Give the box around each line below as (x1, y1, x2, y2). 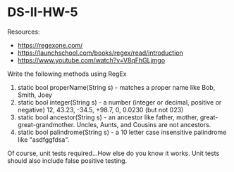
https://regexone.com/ (17, 41, 83, 49)
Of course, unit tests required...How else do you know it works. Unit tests (7, 149, 220, 157)
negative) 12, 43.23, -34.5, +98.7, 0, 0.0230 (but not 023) (17, 105, 184, 114)
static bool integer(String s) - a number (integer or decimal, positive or (17, 98, 222, 106)
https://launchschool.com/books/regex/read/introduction (17, 48, 183, 57)
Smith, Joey (17, 91, 53, 99)
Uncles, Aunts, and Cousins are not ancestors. (76, 120, 211, 128)
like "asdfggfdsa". (17, 135, 70, 144)
